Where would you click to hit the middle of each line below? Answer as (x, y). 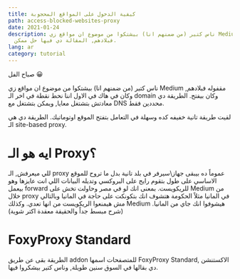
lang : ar (21, 47)
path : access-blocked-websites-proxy (64, 21)
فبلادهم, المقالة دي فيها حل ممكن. (66, 41)
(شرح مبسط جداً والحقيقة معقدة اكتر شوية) (66, 210)
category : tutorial (37, 54)
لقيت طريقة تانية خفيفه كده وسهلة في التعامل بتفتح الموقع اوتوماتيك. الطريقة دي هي (120, 117)
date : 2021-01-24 (34, 27)
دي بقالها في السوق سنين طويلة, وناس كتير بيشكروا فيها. (83, 267)
